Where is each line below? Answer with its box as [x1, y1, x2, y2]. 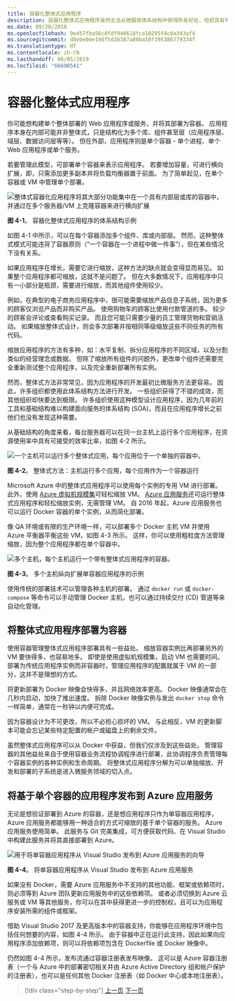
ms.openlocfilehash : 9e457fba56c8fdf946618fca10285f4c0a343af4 [7, 29, 196, 37]
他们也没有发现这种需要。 [7, 413, 81, 421]
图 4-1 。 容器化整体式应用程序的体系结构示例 [7, 216, 137, 225]
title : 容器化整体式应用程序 [7, 10, 82, 17]
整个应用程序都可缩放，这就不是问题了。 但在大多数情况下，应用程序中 [13, 272, 218, 281]
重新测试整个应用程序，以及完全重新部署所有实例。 [13, 363, 161, 371]
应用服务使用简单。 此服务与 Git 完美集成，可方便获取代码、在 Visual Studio [7, 827, 226, 836]
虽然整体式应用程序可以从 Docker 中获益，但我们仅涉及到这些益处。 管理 [7, 741, 218, 749]
